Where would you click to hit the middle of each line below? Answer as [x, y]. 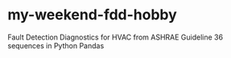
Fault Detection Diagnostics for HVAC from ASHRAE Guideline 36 [115, 37]
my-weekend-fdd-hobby [93, 15]
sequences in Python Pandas [56, 45]
